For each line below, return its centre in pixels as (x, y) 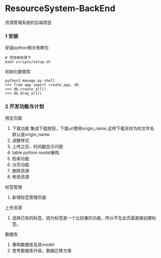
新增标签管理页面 (29, 197)
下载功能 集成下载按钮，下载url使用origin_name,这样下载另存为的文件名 (83, 128)
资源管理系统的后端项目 (28, 22)
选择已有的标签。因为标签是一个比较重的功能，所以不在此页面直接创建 (82, 218)
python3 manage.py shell (30, 81)
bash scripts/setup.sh (28, 62)
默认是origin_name (31, 134)
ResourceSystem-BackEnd (60, 8)
